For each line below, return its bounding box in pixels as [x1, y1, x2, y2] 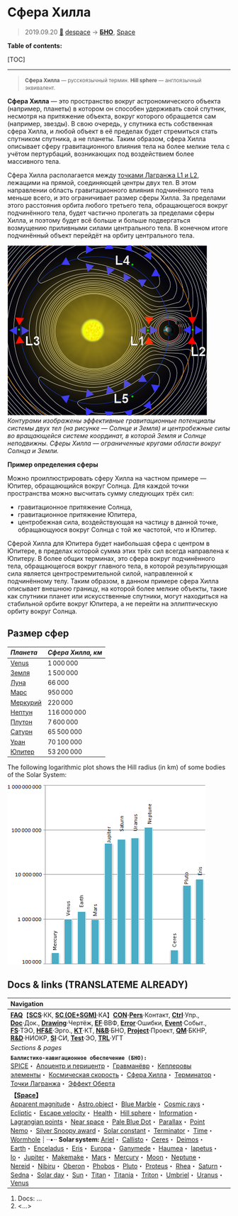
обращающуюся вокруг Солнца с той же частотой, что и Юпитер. [17, 525, 217, 534]
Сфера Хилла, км [47, 648, 103, 657]
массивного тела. [7, 157, 62, 165]
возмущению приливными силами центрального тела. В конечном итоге [7, 223, 229, 232]
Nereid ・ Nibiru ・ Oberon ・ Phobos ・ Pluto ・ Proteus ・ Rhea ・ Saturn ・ [10, 1161, 225, 1170]
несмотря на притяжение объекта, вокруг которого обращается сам [7, 111, 217, 121]
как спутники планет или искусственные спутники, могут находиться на [7, 591, 228, 600]
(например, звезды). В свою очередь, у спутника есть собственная [7, 119, 213, 128]
